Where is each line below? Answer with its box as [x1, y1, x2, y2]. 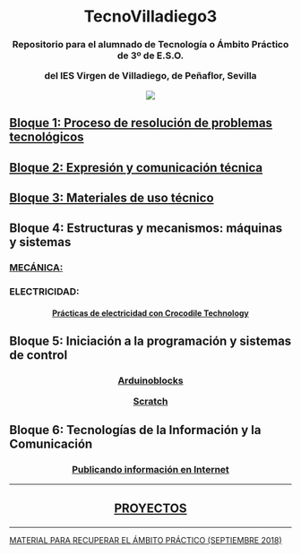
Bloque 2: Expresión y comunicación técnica [9, 159, 263, 175]
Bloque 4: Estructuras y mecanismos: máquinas [9, 221, 283, 236]
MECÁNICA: [9, 261, 64, 274]
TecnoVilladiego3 [83, 6, 218, 27]
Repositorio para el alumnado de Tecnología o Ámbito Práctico [12, 38, 289, 51]
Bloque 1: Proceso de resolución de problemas [9, 115, 273, 131]
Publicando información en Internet [71, 463, 230, 475]
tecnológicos [9, 130, 84, 145]
